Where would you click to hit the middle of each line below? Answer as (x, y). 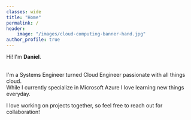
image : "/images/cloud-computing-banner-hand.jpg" (81, 34)
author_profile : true (33, 40)
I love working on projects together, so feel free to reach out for (84, 105)
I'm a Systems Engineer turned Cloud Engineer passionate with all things (96, 75)
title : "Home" (24, 17)
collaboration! (23, 112)
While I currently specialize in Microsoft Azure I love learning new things (95, 87)
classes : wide (24, 12)
